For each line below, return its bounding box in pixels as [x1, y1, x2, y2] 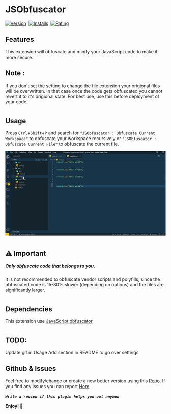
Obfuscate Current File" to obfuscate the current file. [5, 141, 119, 147]
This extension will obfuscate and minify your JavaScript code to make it [5, 48, 158, 54]
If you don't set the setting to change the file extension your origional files [5, 82, 160, 89]
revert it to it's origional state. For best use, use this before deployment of [5, 93, 159, 99]
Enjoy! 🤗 [5, 403, 23, 409]
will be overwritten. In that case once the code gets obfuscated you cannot [5, 88, 163, 94]
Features [5, 35, 34, 44]
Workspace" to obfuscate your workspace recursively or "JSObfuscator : [5, 135, 157, 142]
